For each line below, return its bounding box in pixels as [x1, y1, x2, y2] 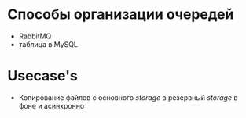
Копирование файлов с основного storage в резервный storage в [18, 92, 238, 102]
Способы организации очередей [7, 5, 234, 23]
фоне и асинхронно [18, 101, 85, 110]
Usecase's [7, 67, 78, 85]
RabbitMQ [18, 31, 52, 41]
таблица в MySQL [18, 39, 79, 48]
